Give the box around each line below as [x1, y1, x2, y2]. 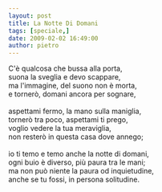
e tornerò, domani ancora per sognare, [8, 89, 136, 99]
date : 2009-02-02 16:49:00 [8, 34, 99, 43]
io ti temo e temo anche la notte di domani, [8, 149, 150, 159]
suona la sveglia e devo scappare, [8, 72, 121, 82]
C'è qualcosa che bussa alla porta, [8, 63, 123, 73]
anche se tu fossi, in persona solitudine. [8, 174, 140, 185]
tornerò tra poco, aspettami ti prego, [8, 115, 128, 125]
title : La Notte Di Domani [8, 19, 99, 27]
